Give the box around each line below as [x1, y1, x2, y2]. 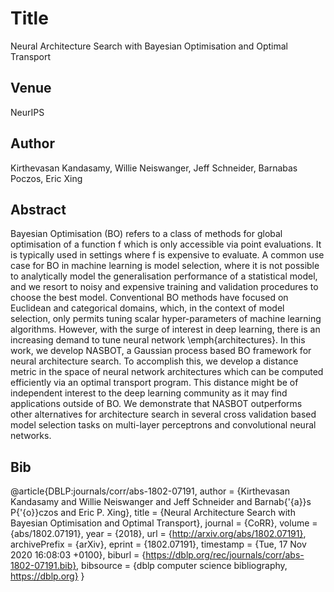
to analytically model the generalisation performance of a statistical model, [10, 270, 318, 282]
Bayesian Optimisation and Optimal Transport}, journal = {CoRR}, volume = [10, 517, 318, 529]
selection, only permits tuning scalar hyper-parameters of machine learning [10, 313, 322, 325]
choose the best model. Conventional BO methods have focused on [10, 292, 289, 304]
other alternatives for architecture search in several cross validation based [10, 408, 317, 421]
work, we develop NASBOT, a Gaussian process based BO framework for [10, 345, 312, 357]
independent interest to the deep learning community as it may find [10, 387, 288, 399]
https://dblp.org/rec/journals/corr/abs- [145, 549, 305, 561]
